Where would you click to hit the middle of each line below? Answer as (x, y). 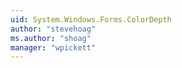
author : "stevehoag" (53, 29)
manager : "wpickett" (53, 47)
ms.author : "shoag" (51, 38)
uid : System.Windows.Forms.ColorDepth (91, 19)
